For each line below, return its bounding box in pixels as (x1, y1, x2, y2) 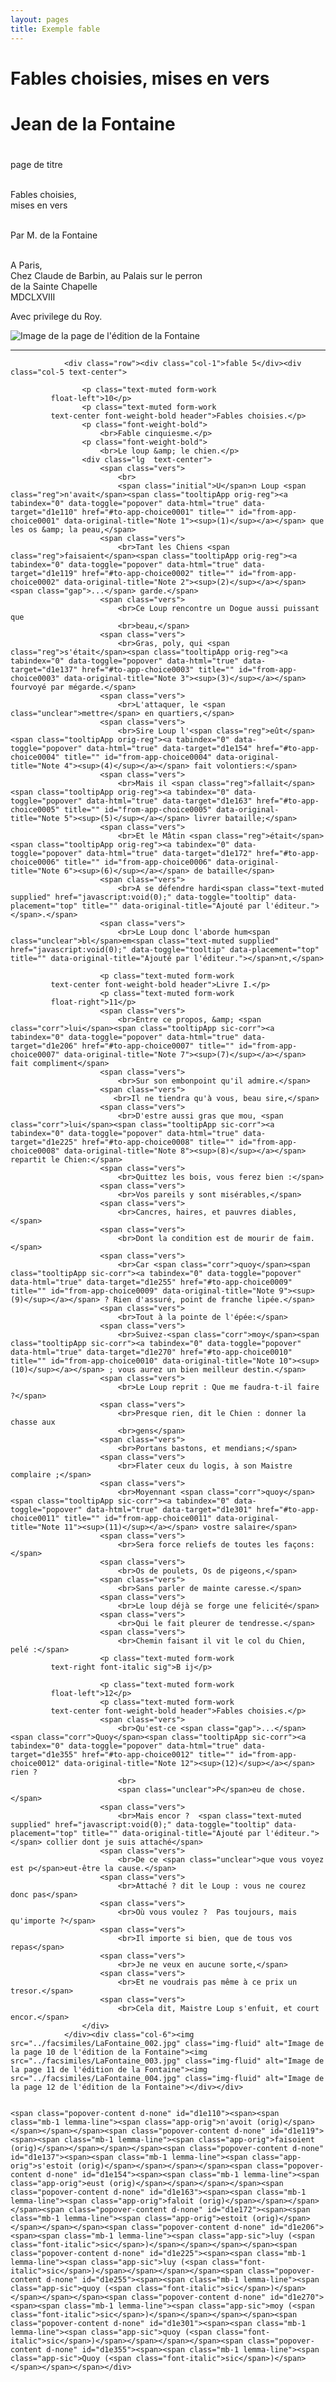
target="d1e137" (10, 665, 78, 675)
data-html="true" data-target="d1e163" (86, 796, 253, 806)
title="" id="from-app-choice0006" (63, 857, 213, 868)
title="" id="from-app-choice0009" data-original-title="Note (10, 1286, 275, 1296)
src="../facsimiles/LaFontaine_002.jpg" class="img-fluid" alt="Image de (10, 2039, 325, 2049)
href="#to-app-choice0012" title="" (81, 1750, 235, 1760)
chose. (278, 1785, 307, 1795)
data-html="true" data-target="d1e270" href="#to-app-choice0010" (10, 1347, 293, 1358)
